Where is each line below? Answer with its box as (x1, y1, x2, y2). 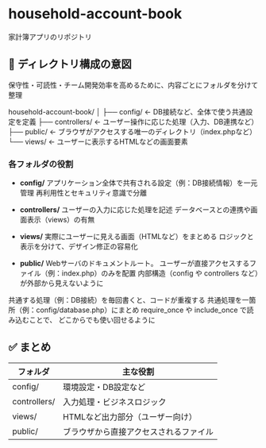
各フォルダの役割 (8, 158, 74, 169)
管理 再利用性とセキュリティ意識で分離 (19, 188, 147, 198)
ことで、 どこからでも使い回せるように (29, 315, 156, 325)
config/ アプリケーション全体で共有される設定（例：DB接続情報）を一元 (19, 178, 258, 187)
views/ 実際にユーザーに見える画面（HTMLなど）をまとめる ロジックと (19, 232, 254, 241)
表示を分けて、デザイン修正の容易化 (19, 241, 139, 251)
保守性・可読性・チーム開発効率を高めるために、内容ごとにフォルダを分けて (8, 80, 259, 90)
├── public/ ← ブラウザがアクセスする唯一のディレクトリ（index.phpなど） (8, 126, 256, 136)
